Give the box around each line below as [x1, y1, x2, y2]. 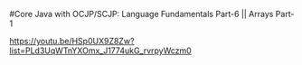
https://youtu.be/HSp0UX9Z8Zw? [9, 36, 135, 46]
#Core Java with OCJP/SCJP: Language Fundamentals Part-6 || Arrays [9, 9, 274, 19]
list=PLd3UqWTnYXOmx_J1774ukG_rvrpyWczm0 [9, 45, 192, 56]
